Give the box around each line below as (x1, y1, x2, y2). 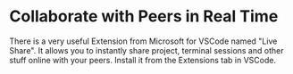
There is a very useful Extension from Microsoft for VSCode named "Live (9, 36, 278, 46)
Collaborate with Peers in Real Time (9, 6, 279, 27)
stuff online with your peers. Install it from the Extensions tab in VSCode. (9, 54, 277, 65)
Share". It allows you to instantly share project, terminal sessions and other (9, 45, 284, 55)
